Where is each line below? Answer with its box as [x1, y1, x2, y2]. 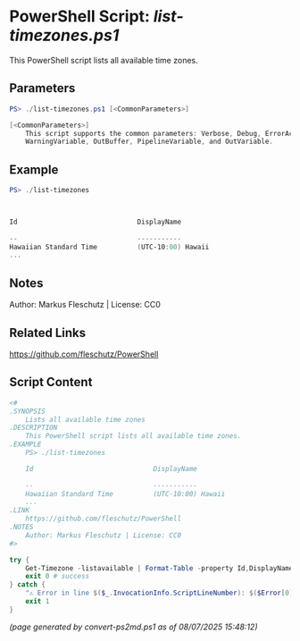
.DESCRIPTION [9, 423, 58, 433]
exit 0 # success [25, 572, 90, 581]
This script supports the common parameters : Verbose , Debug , [25, 129, 262, 138]
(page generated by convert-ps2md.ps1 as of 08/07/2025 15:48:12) [9, 621, 258, 632]
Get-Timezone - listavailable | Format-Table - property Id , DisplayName [25, 563, 294, 573]
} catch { [9, 580, 46, 589]
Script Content [9, 375, 93, 390]
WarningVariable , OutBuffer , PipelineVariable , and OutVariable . [25, 137, 274, 147]
